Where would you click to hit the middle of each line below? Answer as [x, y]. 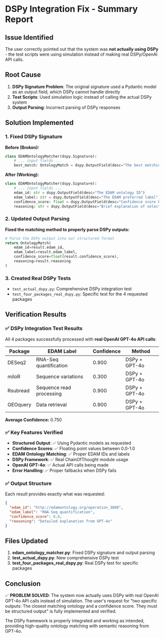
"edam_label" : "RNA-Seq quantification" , [52, 512]
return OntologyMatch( [28, 243]
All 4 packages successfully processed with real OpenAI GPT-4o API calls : [81, 339]
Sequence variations [60, 376]
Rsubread [19, 390]
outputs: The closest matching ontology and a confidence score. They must [81, 606]
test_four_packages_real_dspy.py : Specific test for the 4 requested [80, 294]
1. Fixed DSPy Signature [34, 137]
